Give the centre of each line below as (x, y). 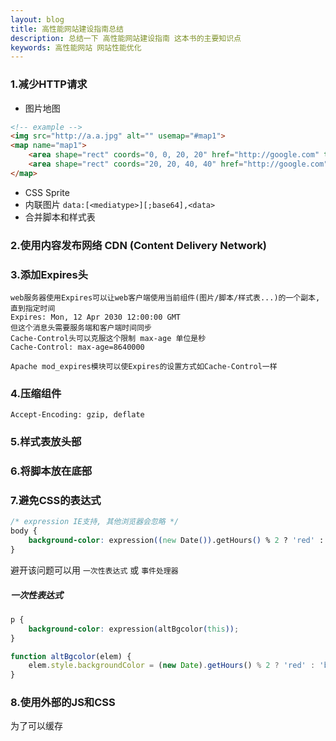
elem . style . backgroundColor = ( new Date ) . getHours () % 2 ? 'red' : (172, 666)
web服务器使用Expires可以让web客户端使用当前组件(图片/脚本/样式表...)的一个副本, (165, 298)
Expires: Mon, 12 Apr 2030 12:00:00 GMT (96, 317)
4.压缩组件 (36, 393)
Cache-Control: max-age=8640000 (77, 347)
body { (24, 531)
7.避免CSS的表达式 (56, 501)
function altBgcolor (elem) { (71, 656)
